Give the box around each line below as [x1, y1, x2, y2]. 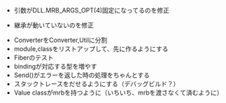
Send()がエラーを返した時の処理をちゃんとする [13, 71, 150, 79]
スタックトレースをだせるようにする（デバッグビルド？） [13, 80, 180, 88]
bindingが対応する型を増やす [13, 62, 97, 70]
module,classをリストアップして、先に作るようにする [13, 45, 169, 53]
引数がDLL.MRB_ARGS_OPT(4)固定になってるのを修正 [13, 6, 170, 14]
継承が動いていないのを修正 [13, 21, 94, 29]
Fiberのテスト [13, 53, 54, 62]
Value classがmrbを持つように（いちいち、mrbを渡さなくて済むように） [13, 88, 223, 97]
